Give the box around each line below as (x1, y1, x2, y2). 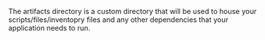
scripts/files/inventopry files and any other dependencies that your (8, 15, 229, 24)
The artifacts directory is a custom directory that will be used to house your (8, 7, 257, 16)
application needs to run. (8, 24, 90, 32)
